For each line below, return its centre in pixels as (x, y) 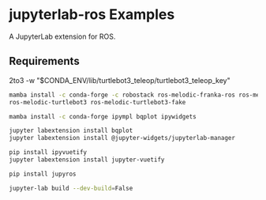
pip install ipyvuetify (48, 153)
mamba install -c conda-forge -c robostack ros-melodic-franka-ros (122, 95)
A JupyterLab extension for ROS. (62, 36)
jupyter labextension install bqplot (71, 131)
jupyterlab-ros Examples (92, 15)
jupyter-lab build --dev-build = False (71, 188)
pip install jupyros (43, 174)
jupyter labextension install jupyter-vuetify (87, 160)
